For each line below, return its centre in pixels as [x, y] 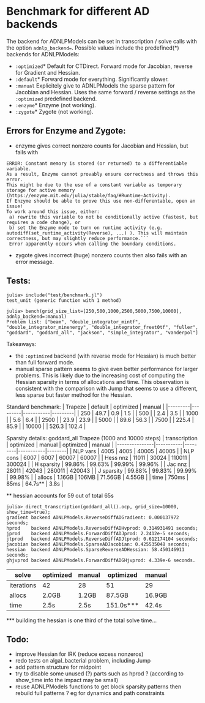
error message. [34, 261]
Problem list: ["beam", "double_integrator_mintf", [73, 322]
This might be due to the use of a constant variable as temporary [94, 185]
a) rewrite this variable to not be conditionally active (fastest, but [104, 217]
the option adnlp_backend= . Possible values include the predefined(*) [93, 48]
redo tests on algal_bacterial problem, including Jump [83, 661]
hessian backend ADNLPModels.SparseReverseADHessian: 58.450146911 [95, 549]
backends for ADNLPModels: [43, 54]
